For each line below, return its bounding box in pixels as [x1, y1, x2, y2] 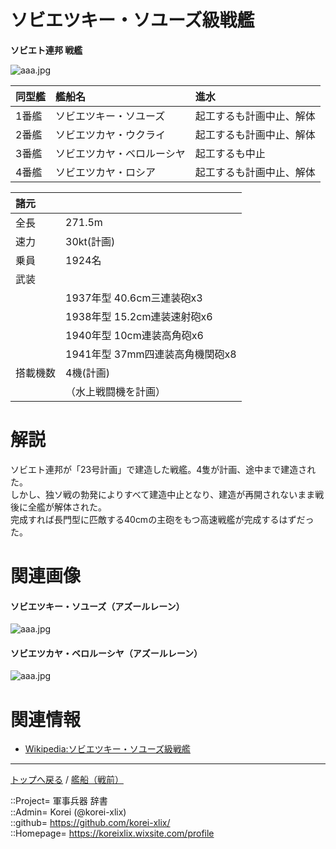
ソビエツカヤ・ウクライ [55, 127, 167, 141]
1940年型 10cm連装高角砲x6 [65, 328, 204, 342]
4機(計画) [65, 366, 110, 380]
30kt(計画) [65, 234, 116, 248]
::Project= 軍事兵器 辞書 [10, 795, 108, 807]
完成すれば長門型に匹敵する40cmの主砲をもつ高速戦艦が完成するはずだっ [10, 513, 315, 525]
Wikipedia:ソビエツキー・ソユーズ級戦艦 [24, 743, 191, 755]
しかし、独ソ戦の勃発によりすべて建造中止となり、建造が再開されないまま [10, 488, 316, 500]
